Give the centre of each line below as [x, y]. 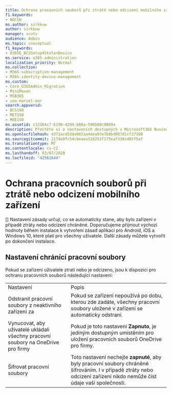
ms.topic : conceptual [28, 44]
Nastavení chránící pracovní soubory [66, 257]
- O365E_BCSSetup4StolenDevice [39, 53]
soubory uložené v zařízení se [107, 308]
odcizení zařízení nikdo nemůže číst [114, 376]
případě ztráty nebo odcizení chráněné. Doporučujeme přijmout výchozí [81, 225]
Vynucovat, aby [27, 323]
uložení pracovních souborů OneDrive [116, 339]
